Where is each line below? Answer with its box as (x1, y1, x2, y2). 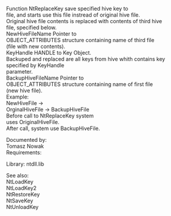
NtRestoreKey (6, 191, 40, 198)
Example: (6, 93, 29, 100)
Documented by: (6, 136, 47, 143)
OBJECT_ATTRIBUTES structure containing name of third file (6, 37, 154, 43)
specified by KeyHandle (6, 62, 65, 69)
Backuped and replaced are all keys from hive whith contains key (6, 56, 165, 62)
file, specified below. (6, 24, 57, 31)
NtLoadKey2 (6, 185, 37, 192)
